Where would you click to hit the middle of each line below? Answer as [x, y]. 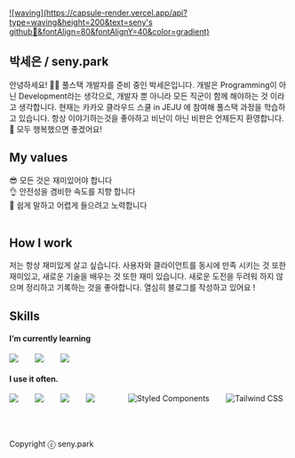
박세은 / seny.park [59, 62]
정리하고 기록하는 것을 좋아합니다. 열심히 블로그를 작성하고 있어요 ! [140, 288]
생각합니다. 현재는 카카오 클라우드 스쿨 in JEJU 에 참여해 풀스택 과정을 [140, 107]
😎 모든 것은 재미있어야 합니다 [61, 180]
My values [39, 158]
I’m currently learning [50, 339]
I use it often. [34, 379]
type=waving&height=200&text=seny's [81, 22]
